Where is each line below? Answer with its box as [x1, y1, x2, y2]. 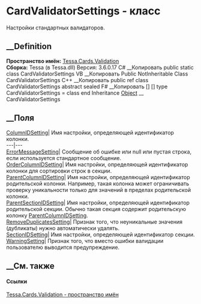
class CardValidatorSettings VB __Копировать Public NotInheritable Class [6, 70, 188, 77]
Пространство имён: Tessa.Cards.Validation [6, 57, 119, 64]
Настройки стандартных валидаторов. [6, 24, 105, 31]
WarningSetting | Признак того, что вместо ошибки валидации [6, 237, 164, 244]
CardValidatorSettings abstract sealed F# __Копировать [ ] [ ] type [6, 83, 168, 90]
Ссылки [6, 278, 28, 285]
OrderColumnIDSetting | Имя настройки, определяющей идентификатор [6, 161, 188, 168]
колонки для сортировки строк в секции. [6, 167, 112, 174]
